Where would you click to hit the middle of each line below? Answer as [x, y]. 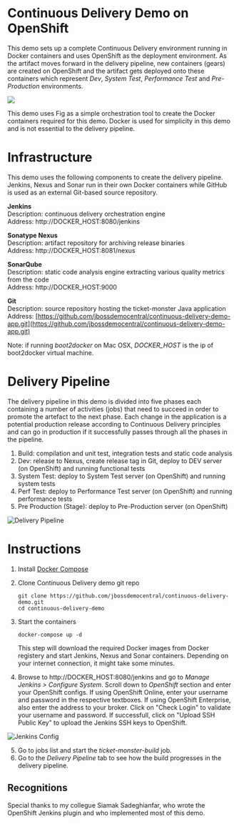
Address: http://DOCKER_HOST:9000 [62, 287]
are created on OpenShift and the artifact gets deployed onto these [106, 71]
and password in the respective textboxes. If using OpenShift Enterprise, [124, 700]
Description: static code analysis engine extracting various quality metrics [116, 272]
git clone [32, 596]
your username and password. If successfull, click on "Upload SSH [116, 715]
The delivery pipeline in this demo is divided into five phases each [105, 401]
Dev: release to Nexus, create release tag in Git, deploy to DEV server [120, 461]
